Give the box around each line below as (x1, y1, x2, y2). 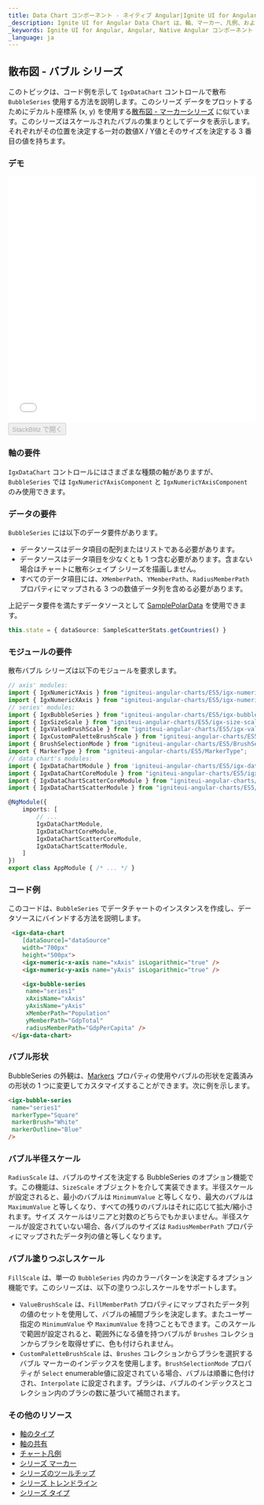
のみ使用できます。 (8, 486, 70, 496)
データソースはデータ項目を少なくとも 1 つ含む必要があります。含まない (19, 554, 253, 563)
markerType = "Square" (11, 1111, 79, 1119)
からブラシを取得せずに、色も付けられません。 (26, 1339, 178, 1348)
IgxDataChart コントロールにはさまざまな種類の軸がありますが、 (8, 466, 218, 477)
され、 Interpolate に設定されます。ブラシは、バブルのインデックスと (19, 1378, 246, 1388)
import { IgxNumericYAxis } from (8, 689, 118, 697)
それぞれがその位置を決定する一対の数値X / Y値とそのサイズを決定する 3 (8, 127, 244, 136)
